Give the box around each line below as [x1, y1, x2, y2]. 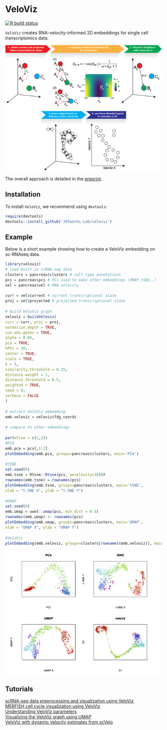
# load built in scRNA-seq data [5, 267, 72, 272]
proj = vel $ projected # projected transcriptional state [5, 299, 126, 304]
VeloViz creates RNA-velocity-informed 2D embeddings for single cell [5, 29, 149, 35]
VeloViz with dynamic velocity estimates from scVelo [5, 719, 113, 725]
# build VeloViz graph [5, 309, 52, 314]
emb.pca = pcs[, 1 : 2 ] [5, 446, 48, 451]
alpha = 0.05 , [5, 336, 35, 341]
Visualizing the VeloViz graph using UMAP [5, 714, 92, 720]
